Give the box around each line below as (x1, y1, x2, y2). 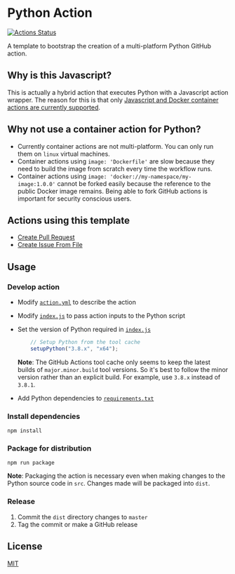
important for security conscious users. (17, 194, 132, 203)
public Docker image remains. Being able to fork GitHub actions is (17, 187, 208, 195)
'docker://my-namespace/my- (109, 173, 192, 180)
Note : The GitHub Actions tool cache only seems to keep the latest (17, 358, 210, 366)
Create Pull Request (17, 233, 75, 241)
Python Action (7, 5, 93, 21)
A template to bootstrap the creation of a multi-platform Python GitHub (7, 41, 212, 50)
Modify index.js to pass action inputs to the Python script (17, 312, 186, 320)
